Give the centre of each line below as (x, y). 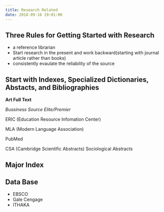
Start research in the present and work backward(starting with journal (86, 53)
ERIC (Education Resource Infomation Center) (53, 119)
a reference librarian (34, 47)
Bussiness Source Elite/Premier (38, 110)
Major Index (25, 165)
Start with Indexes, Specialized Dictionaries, (77, 79)
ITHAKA (21, 205)
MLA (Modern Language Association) (45, 129)
